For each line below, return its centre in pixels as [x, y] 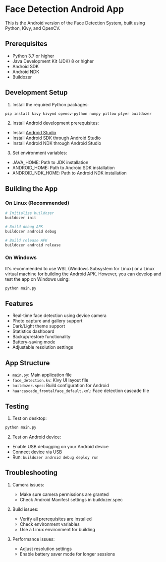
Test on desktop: [29, 418]
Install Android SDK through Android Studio [56, 138]
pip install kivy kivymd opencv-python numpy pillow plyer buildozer [79, 114]
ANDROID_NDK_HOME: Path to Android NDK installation [70, 173]
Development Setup [36, 93]
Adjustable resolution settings [43, 347]
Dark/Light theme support [39, 326]
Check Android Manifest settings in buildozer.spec [71, 499]
